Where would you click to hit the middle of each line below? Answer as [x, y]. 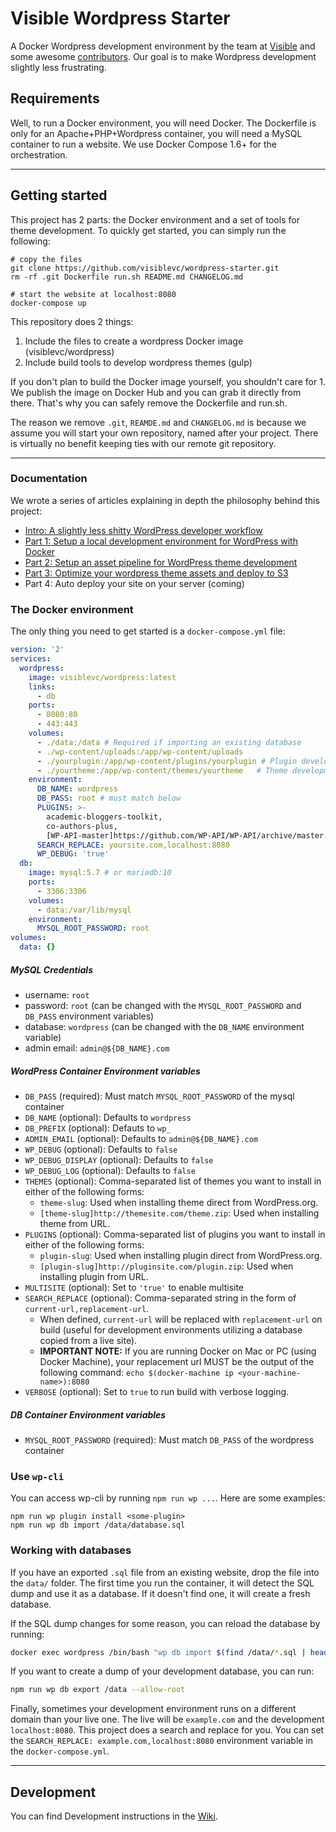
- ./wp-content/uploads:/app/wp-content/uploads [140, 752]
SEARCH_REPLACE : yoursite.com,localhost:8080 [133, 845]
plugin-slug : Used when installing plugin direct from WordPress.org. [181, 1255]
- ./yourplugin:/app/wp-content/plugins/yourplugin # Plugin [167, 761]
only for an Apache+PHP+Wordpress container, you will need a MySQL [156, 133]
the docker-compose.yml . [60, 1751]
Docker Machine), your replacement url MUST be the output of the [177, 1361]
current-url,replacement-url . [87, 1308]
